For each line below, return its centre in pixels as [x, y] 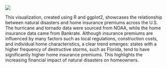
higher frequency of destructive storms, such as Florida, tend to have [78, 49]
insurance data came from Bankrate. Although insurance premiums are [79, 33]
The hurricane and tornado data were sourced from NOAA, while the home [83, 28]
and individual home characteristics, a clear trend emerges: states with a [81, 44]
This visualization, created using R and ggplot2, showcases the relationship [84, 17]
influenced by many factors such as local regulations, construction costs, [81, 39]
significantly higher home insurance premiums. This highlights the [74, 55]
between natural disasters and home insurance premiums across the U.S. [82, 22]
